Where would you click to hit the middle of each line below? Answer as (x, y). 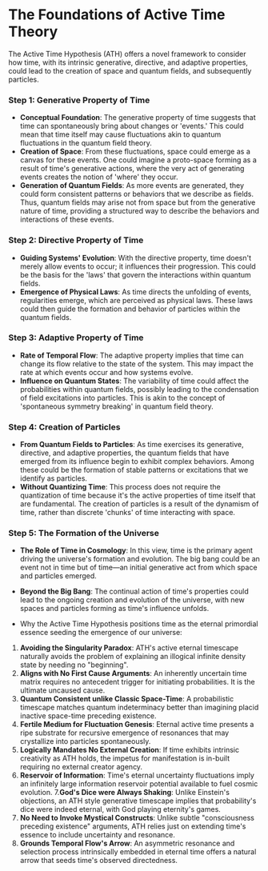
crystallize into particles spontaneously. (85, 741)
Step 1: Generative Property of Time (79, 100)
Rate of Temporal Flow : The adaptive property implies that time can (132, 355)
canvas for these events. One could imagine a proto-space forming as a (138, 160)
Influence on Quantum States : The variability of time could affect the (134, 381)
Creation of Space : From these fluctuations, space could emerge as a (135, 152)
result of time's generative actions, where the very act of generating (132, 169)
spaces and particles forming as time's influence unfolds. (114, 609)
